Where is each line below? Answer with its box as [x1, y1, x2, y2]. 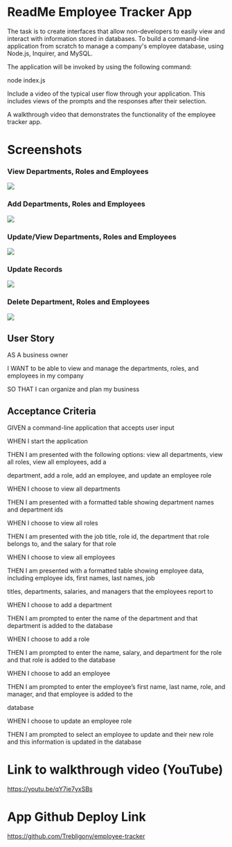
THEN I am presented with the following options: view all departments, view [7, 451, 223, 459]
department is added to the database [7, 622, 113, 630]
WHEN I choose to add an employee [7, 670, 111, 678]
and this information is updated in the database [7, 737, 142, 746]
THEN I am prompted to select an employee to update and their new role [7, 731, 214, 739]
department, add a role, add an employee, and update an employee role [7, 471, 212, 480]
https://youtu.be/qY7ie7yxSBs [7, 785, 93, 794]
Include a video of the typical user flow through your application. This [7, 89, 206, 98]
